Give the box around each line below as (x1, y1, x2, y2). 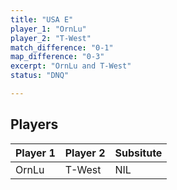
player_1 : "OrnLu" (10, 24, 87, 34)
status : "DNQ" (10, 71, 70, 81)
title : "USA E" (10, 14, 74, 25)
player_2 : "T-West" (10, 33, 92, 43)
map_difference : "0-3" (10, 52, 105, 62)
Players (10, 116, 59, 133)
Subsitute (114, 146, 163, 160)
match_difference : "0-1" (10, 42, 114, 53)
